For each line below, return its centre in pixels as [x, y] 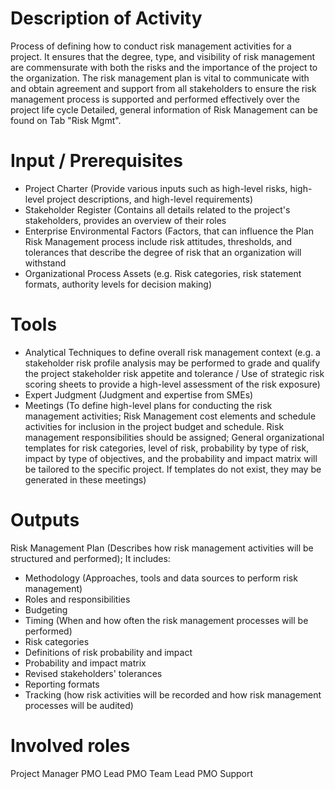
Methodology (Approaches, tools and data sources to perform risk [161, 578]
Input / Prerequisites [96, 161]
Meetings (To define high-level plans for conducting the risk [148, 405]
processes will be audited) [79, 705]
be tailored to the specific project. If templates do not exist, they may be [173, 469]
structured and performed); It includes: [90, 558]
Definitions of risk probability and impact [108, 652]
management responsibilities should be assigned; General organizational [174, 437]
